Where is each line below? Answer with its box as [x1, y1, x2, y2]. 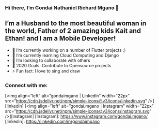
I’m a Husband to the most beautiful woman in [5, 19, 146, 28]
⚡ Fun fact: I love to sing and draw [12, 68, 80, 74]
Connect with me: [5, 82, 48, 88]
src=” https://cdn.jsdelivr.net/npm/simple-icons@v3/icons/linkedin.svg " [5, 98, 147, 104]
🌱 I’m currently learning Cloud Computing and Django [12, 52, 119, 58]
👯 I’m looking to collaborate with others [12, 57, 91, 63]
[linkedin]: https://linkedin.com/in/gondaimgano [5, 118, 100, 125]
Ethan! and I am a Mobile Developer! [5, 34, 116, 43]
